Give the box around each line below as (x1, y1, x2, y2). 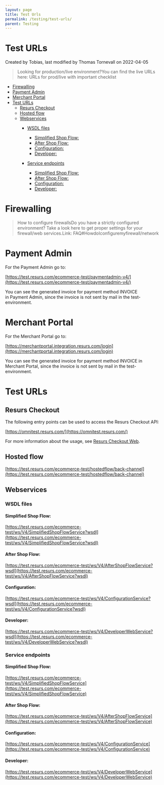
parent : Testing (5, 21, 39, 26)
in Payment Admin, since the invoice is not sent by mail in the (5, 294, 130, 300)
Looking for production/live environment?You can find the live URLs (17, 69, 156, 75)
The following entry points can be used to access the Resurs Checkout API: (5, 419, 160, 425)
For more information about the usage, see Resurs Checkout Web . (5, 438, 140, 444)
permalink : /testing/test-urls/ (5, 16, 72, 21)
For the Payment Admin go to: (5, 264, 66, 270)
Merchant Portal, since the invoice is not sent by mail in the (5, 363, 126, 369)
